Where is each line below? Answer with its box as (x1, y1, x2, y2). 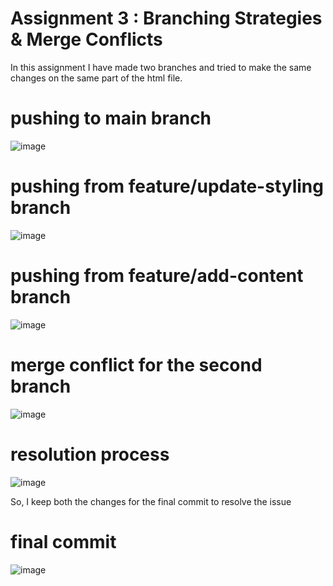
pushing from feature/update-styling (10, 175, 324, 198)
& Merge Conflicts (10, 28, 163, 51)
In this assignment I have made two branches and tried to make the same (10, 61, 312, 73)
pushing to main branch (10, 107, 212, 130)
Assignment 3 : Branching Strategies (10, 7, 323, 30)
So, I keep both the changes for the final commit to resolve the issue (10, 495, 292, 507)
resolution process (10, 443, 170, 466)
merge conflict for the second (10, 353, 263, 376)
